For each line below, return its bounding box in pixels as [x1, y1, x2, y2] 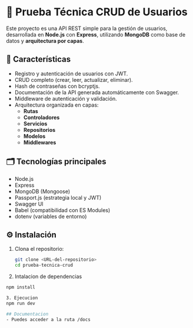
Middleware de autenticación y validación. [14, 95, 118, 102]
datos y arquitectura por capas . [6, 37, 84, 44]
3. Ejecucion [6, 295, 38, 301]
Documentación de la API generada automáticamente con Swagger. [14, 88, 179, 96]
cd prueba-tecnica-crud [14, 262, 74, 269]
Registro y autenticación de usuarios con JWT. [14, 70, 128, 77]
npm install [6, 284, 35, 290]
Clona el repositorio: [14, 246, 64, 253]
